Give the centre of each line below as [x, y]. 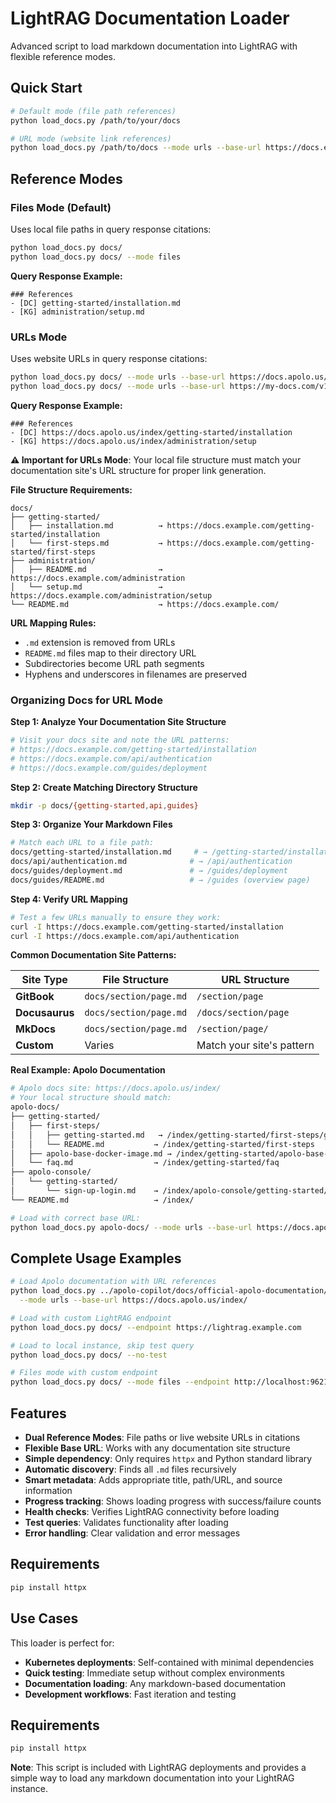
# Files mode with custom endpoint [84, 1373]
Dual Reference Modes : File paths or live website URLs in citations [162, 1438]
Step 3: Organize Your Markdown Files [91, 824]
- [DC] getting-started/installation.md [96, 303]
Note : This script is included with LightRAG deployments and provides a [158, 1768]
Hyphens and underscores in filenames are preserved [136, 674]
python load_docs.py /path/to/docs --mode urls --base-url [136, 148]
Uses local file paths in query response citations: [111, 229]
